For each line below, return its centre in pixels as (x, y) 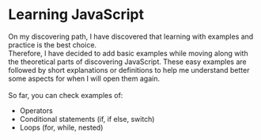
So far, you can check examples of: (66, 95)
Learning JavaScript (76, 15)
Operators (36, 110)
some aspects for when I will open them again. (84, 78)
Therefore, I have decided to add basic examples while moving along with (128, 53)
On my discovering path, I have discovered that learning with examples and (131, 36)
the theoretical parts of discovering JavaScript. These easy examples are (127, 62)
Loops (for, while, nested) (61, 127)
